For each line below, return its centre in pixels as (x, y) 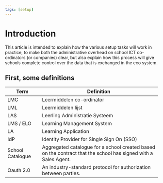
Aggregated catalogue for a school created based (99, 147)
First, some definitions (40, 78)
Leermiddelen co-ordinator (73, 100)
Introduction (31, 33)
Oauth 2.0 (19, 170)
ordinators (15, 57)
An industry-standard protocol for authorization (97, 167)
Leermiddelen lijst (62, 108)
